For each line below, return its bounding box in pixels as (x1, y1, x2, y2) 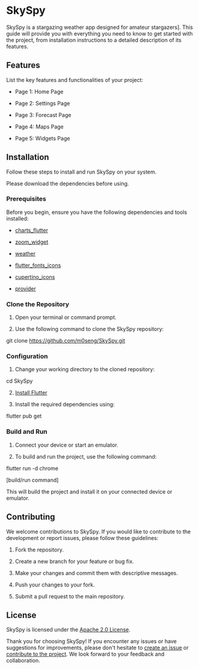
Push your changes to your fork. (14, 581, 95, 588)
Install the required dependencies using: (14, 401, 115, 408)
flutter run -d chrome (6, 465, 59, 472)
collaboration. (6, 657, 40, 664)
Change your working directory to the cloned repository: (14, 366, 155, 373)
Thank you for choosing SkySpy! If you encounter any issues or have (6, 638, 177, 645)
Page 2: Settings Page (14, 99, 70, 107)
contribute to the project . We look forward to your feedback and (6, 650, 165, 658)
